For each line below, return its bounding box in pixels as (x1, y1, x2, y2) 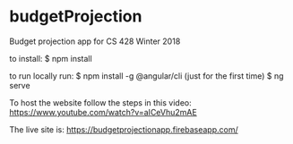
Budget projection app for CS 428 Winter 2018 (9, 36, 181, 47)
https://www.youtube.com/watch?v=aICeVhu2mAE (9, 106, 197, 117)
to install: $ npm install (9, 53, 92, 64)
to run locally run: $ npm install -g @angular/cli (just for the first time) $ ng (9, 70, 284, 81)
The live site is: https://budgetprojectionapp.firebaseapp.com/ (9, 123, 239, 135)
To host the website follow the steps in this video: (9, 97, 193, 108)
